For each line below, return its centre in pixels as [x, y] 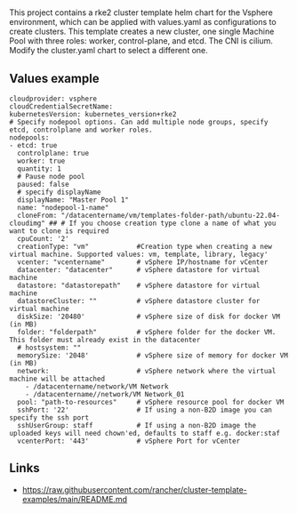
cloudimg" [28, 223]
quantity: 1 [40, 169]
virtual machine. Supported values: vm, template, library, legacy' [139, 254]
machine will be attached [57, 379]
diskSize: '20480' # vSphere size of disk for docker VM [148, 317]
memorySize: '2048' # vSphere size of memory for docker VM [153, 356]
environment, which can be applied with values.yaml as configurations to [143, 22]
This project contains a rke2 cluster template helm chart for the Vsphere [141, 12]
